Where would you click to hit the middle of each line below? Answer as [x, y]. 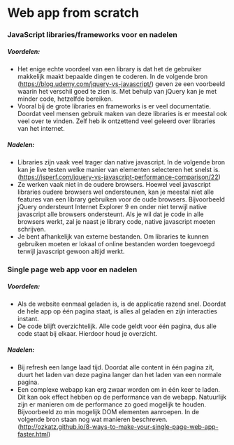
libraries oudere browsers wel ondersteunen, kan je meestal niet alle [116, 192]
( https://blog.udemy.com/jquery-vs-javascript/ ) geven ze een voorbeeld [121, 84]
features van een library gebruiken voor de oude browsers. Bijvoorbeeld [121, 199]
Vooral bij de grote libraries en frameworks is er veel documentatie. [114, 106]
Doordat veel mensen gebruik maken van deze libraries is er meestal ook [122, 114]
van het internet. [41, 129]
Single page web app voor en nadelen [72, 269]
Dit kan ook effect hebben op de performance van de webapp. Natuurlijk [122, 397]
